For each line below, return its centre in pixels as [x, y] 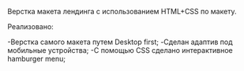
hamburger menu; [37, 59]
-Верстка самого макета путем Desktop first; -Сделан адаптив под [120, 42]
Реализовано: [31, 26]
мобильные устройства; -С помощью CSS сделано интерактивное [120, 50]
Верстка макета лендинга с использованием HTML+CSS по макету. [122, 11]
